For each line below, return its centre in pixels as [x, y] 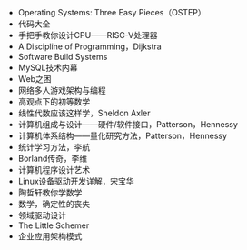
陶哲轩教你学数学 [50, 192]
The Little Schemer [54, 225]
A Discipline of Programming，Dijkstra [89, 46]
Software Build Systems [63, 57]
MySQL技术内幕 [48, 67]
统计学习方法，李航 [54, 147]
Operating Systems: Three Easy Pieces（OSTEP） [112, 12]
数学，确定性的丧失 [54, 204]
